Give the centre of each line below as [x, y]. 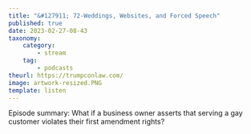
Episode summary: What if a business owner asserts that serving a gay [125, 113]
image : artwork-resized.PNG [55, 83]
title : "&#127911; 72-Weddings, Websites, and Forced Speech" [114, 16]
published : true [35, 23]
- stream [52, 53]
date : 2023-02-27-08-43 [48, 30]
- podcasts [55, 68]
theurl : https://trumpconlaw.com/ [66, 75]
